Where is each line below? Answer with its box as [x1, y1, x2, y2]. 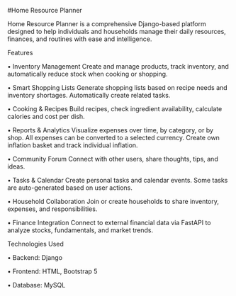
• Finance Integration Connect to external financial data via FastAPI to [7, 219, 211, 227]
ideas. [7, 162, 26, 171]
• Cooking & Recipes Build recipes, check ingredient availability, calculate [7, 105, 223, 113]
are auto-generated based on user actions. [7, 183, 133, 192]
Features [7, 49, 33, 57]
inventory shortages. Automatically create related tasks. [7, 91, 171, 99]
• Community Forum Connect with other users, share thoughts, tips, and [7, 155, 218, 163]
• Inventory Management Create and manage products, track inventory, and [7, 62, 229, 70]
